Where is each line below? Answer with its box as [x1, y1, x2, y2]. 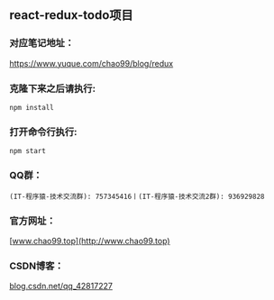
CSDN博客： [9, 259, 65, 272]
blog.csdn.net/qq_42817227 [9, 281, 113, 292]
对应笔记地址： [9, 37, 75, 50]
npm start [9, 147, 47, 156]
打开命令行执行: [9, 125, 78, 138]
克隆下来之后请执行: [9, 82, 96, 95]
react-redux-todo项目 [9, 7, 133, 23]
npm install [9, 103, 54, 112]
